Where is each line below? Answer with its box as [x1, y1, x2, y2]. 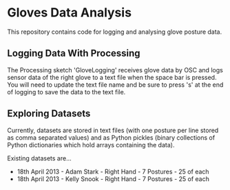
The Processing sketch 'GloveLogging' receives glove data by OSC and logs [7, 65, 224, 74]
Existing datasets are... [7, 154, 72, 162]
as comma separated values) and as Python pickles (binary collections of [7, 133, 216, 142]
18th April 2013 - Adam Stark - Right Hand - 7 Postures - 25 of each [17, 167, 209, 176]
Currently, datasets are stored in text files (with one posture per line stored [7, 126, 219, 134]
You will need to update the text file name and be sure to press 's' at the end [7, 81, 224, 89]
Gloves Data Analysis [7, 5, 132, 21]
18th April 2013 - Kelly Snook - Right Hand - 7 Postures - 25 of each [17, 174, 210, 183]
